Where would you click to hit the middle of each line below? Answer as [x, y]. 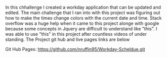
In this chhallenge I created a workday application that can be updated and [83, 7]
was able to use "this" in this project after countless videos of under [76, 34]
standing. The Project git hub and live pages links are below [68, 39]
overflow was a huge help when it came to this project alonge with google [82, 23]
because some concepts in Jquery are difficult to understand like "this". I [81, 29]
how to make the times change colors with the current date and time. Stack [83, 18]
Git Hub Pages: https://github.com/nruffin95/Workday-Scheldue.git [75, 49]
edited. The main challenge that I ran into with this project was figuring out [83, 13]
